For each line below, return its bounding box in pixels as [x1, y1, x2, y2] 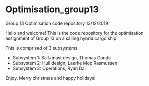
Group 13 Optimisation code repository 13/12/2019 [5, 20, 109, 26]
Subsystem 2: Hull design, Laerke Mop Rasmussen [12, 60, 118, 66]
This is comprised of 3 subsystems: [5, 45, 79, 51]
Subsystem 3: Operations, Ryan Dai [12, 65, 86, 71]
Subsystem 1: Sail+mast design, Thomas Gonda [12, 54, 111, 61]
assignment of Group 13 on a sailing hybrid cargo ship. [5, 35, 118, 41]
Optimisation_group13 [5, 4, 99, 15]
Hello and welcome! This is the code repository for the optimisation [5, 30, 144, 36]
